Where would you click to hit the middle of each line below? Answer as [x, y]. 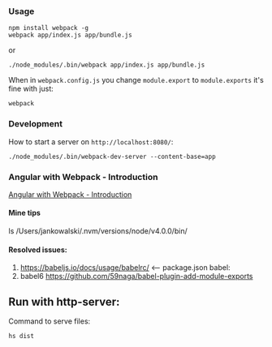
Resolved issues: [38, 250]
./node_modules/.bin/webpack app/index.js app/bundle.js [107, 65]
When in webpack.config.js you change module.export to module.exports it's [136, 80]
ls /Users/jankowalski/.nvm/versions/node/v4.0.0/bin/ [98, 231]
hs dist [22, 336]
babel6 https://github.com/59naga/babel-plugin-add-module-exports [136, 276]
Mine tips [24, 213]
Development [36, 124]
